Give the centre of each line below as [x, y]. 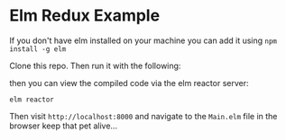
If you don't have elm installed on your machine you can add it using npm [143, 40]
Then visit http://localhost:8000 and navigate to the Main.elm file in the [143, 116]
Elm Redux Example [85, 16]
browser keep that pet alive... [64, 126]
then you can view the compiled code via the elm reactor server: [129, 83]
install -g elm [38, 49]
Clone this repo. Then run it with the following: [95, 66]
